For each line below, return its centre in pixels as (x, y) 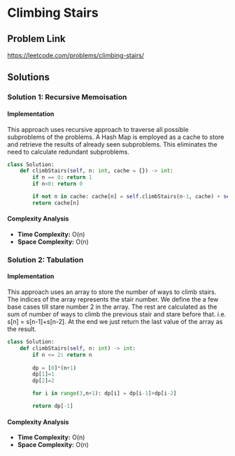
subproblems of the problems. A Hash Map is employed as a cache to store (116, 137)
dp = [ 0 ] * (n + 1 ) (55, 368)
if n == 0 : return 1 (62, 177)
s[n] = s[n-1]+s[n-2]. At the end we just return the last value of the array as (115, 322)
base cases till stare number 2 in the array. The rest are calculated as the (112, 307)
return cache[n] (56, 203)
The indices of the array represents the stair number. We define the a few (113, 300)
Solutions (29, 77)
